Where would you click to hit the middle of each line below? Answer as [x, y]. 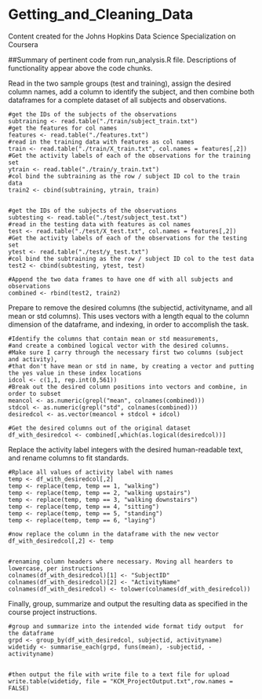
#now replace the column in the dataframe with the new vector [114, 534]
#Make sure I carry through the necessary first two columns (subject [126, 352]
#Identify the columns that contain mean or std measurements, [114, 339]
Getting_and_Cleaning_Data [101, 15]
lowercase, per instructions [56, 568]
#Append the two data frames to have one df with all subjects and [121, 279]
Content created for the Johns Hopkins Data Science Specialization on [122, 36]
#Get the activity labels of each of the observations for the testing [127, 238]
